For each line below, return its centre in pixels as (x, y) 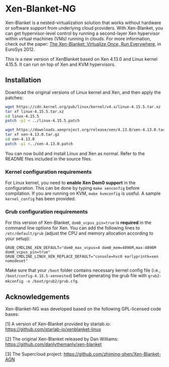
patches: (14, 97)
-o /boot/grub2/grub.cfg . (52, 281)
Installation (23, 80)
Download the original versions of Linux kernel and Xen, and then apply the (83, 92)
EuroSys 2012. (20, 49)
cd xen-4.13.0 (20, 139)
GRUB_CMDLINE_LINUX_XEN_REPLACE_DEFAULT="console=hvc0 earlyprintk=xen (82, 257)
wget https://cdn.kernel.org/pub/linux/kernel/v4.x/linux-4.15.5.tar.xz (83, 107)
